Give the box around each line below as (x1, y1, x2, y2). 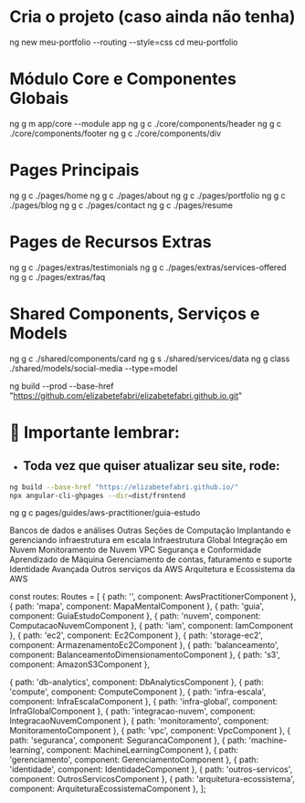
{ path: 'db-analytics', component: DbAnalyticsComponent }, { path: (9, 677, 264, 688)
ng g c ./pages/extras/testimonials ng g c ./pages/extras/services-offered (9, 262, 287, 273)
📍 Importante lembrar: (9, 422, 181, 443)
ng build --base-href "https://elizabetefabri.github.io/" (9, 482, 239, 492)
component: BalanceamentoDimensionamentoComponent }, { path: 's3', (9, 650, 280, 661)
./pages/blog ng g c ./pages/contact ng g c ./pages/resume (9, 199, 233, 211)
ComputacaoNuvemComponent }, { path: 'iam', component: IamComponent (9, 620, 294, 631)
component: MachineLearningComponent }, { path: (46, 745, 239, 756)
